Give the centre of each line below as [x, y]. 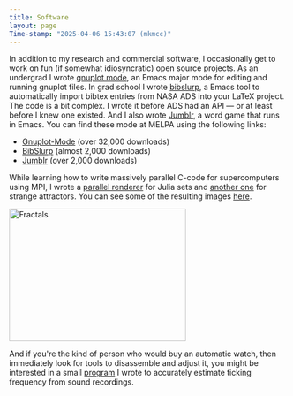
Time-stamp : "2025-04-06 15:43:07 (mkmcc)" [90, 34]
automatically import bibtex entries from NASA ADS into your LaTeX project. [147, 96]
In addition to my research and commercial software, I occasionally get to [143, 59]
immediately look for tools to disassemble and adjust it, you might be [134, 363]
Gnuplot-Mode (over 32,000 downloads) [96, 141]
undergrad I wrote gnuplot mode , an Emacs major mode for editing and [138, 78]
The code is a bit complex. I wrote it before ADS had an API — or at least [141, 106]
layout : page [33, 26]
